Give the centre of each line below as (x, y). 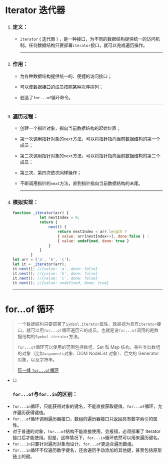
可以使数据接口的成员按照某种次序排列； (61, 87)
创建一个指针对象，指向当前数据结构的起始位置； (70, 128)
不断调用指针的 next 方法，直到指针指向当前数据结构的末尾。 (81, 183)
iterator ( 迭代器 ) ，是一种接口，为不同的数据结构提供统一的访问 (88, 39)
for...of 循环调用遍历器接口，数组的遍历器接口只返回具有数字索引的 (83, 418)
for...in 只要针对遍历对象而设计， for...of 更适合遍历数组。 (74, 443)
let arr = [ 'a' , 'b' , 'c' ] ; (42, 260)
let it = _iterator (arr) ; (39, 264)
